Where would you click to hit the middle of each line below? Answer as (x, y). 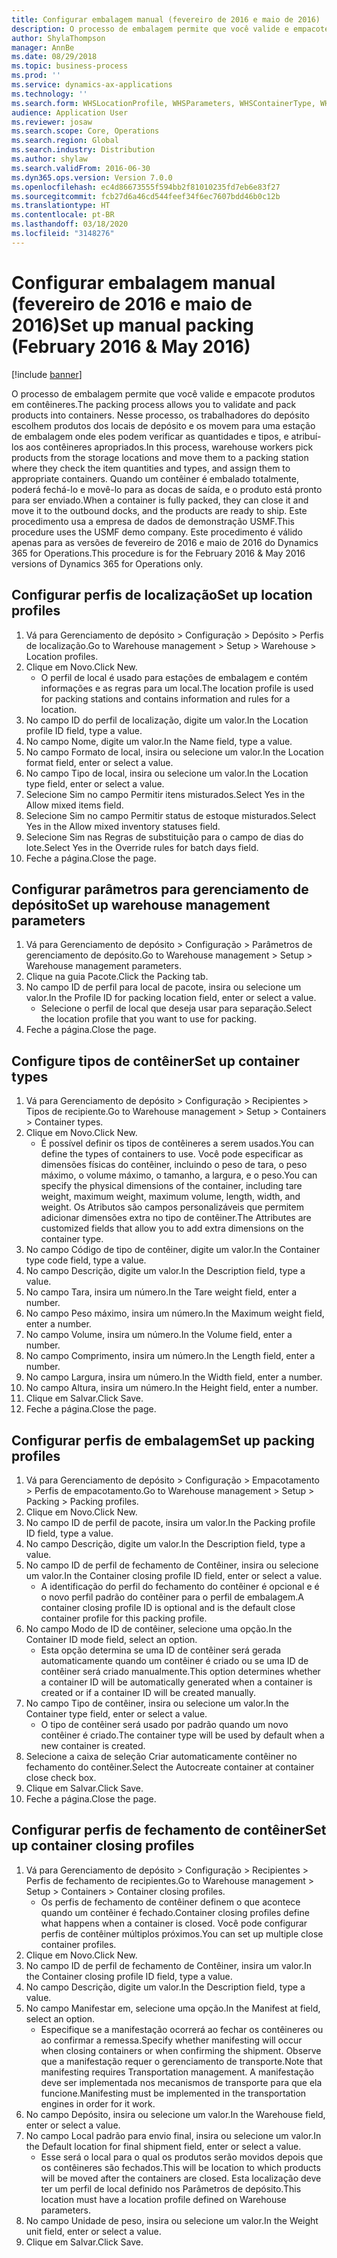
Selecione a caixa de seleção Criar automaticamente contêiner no (161, 1756)
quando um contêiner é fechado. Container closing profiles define (175, 1912)
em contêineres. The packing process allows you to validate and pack (154, 404)
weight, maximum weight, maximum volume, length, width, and (170, 1197)
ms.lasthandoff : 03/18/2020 (70, 224)
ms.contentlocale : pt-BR (63, 215)
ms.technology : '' (49, 94)
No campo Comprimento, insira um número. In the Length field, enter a (170, 1356)
